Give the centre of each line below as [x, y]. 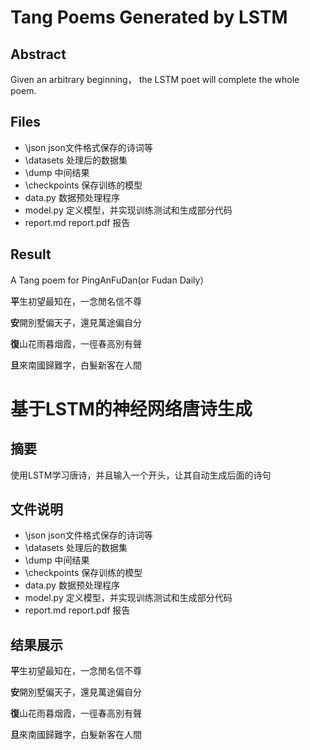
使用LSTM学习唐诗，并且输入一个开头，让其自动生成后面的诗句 [141, 475]
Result [31, 254]
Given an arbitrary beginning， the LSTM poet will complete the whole [155, 79]
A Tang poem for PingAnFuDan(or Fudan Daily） [110, 280]
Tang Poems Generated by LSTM [149, 17]
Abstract [38, 54]
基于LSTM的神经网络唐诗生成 [131, 408]
